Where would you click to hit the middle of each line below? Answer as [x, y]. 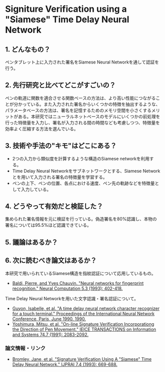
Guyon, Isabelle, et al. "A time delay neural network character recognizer [86, 308]
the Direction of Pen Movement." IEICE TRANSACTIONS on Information [84, 329]
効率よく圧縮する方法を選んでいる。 [42, 128]
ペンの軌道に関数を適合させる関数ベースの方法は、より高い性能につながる [81, 98]
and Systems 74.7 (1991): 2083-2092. [50, 334]
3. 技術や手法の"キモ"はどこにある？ [61, 146]
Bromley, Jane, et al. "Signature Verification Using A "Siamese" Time [82, 359]
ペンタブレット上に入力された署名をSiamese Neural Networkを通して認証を [82, 62]
